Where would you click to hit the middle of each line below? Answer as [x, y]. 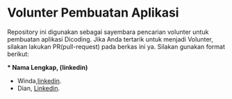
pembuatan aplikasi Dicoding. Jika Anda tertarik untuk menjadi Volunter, [110, 39]
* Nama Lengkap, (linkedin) [48, 67]
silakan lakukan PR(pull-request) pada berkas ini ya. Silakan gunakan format [116, 46]
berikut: [18, 54]
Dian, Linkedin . [39, 88]
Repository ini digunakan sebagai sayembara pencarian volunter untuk [108, 32]
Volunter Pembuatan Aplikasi [93, 13]
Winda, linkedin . [39, 80]
